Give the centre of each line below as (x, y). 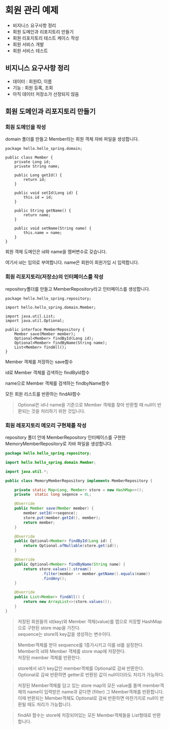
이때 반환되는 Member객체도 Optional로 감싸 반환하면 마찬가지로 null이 (88, 698)
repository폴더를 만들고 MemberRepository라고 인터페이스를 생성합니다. (78, 289)
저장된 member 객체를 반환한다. (49, 657)
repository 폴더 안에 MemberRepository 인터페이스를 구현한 (66, 437)
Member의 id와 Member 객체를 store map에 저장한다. (72, 651)
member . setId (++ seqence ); (51, 513)
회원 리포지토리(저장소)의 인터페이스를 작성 (54, 277)
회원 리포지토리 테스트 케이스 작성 (46, 38)
